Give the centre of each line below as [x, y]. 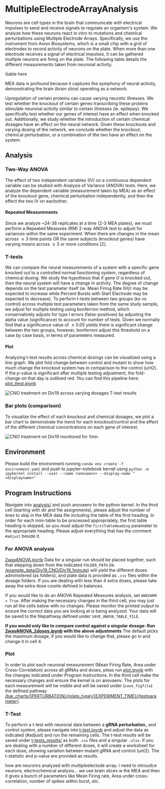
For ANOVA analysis [30, 549]
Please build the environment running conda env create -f [64, 464]
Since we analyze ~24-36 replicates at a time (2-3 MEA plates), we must [79, 223]
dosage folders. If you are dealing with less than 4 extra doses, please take [81, 580]
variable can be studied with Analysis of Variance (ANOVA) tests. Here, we [81, 185]
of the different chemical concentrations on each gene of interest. [72, 427]
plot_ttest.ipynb [21, 384]
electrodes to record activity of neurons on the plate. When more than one [80, 49]
